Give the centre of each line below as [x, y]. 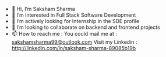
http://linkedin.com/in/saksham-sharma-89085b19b [74, 48]
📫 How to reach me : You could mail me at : [64, 34]
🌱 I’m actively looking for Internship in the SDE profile [75, 21]
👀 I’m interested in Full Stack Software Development [74, 15]
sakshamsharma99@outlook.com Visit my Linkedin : [74, 42]
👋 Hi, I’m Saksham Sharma [43, 9]
